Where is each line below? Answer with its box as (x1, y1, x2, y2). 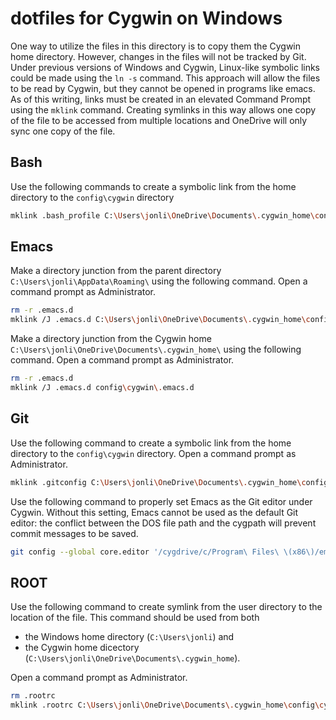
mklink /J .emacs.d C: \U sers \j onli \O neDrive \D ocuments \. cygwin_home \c (10, 315, 311, 325)
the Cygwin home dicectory (24, 642, 140, 654)
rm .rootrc (10, 691, 56, 701)
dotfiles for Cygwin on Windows (10, 7, 283, 30)
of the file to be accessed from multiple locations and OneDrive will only (10, 114, 308, 126)
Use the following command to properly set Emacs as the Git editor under (10, 495, 313, 507)
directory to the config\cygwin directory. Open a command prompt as (10, 447, 297, 459)
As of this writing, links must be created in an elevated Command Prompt (10, 93, 312, 105)
